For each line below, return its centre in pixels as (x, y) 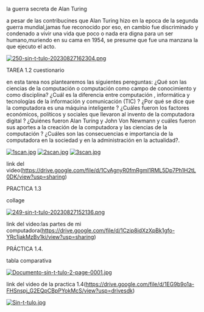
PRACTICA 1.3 (24, 189)
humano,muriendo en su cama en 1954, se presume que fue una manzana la (102, 40)
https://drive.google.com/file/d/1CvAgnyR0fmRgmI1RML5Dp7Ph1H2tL (109, 170)
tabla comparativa (29, 261)
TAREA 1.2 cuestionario (36, 70)
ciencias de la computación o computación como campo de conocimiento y (101, 88)
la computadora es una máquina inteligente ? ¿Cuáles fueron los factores (98, 108)
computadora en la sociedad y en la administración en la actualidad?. (93, 140)
